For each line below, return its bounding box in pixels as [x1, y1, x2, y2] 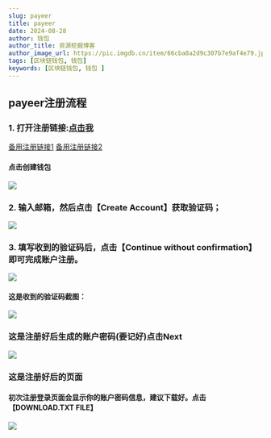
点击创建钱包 [8, 162, 51, 172]
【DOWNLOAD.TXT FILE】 [8, 403, 98, 412]
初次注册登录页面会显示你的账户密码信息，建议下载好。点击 [8, 393, 206, 403]
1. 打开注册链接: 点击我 [8, 123, 94, 134]
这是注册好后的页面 [8, 371, 83, 382]
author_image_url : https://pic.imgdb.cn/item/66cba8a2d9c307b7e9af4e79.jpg [8, 49, 269, 57]
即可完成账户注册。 [8, 253, 83, 265]
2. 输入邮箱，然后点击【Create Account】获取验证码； [8, 202, 222, 213]
